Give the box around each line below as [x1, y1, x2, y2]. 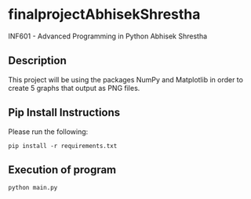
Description [8, 54, 67, 67]
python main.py [8, 184, 58, 192]
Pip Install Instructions [8, 106, 121, 119]
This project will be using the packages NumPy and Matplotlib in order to [8, 74, 243, 84]
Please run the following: [8, 127, 89, 136]
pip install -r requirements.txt [8, 142, 118, 150]
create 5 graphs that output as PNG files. [8, 83, 140, 92]
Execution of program [8, 163, 117, 176]
